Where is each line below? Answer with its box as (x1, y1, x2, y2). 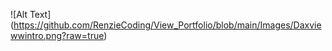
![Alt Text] (10, 9, 52, 20)
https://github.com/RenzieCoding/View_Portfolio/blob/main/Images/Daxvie (13, 19, 322, 31)
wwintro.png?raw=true (10, 30, 105, 41)
